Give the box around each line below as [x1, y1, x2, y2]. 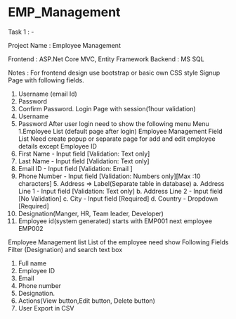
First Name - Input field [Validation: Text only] [18, 149, 150, 158]
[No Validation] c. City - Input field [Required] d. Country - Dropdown [18, 194, 218, 203]
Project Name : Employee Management [8, 41, 122, 49]
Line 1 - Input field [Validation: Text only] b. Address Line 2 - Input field [18, 187, 223, 195]
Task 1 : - [8, 27, 34, 36]
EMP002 [18, 224, 44, 232]
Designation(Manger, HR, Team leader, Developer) [18, 209, 164, 218]
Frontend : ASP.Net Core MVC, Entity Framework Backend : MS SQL [8, 54, 204, 63]
